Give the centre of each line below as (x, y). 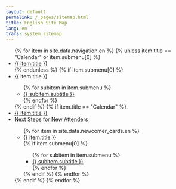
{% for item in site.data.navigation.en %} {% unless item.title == (92, 51)
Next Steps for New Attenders (51, 119)
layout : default (26, 12)
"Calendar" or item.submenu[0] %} (57, 57)
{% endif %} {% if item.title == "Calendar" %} (70, 107)
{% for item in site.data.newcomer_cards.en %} (81, 131)
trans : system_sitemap (34, 34)
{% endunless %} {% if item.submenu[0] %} (69, 70)
